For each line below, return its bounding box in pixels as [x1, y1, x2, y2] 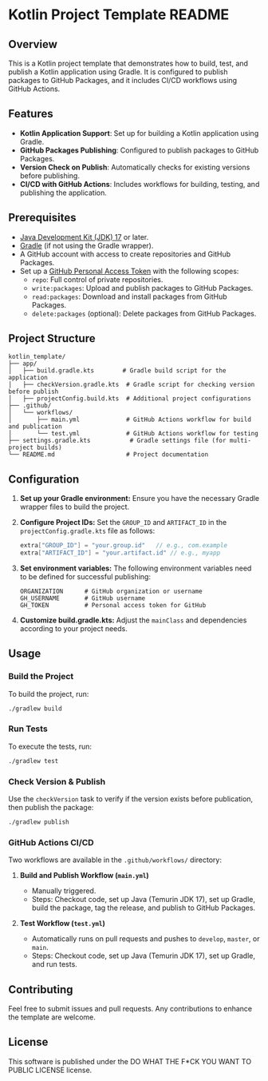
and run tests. [31, 960, 77, 969]
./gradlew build [8, 705, 62, 713]
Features [8, 107, 53, 121]
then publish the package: [8, 803, 94, 813]
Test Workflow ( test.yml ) [19, 919, 105, 928]
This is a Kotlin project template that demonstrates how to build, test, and [8, 58, 249, 68]
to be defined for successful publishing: [19, 572, 152, 581]
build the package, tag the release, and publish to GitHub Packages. [31, 903, 256, 912]
